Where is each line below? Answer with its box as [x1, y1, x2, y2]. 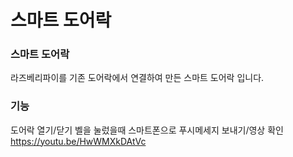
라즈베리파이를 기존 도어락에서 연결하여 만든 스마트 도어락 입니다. [10, 72, 265, 84]
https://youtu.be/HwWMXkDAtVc [10, 135, 147, 147]
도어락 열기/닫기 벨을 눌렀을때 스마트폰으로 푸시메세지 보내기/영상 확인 [10, 124, 284, 136]
